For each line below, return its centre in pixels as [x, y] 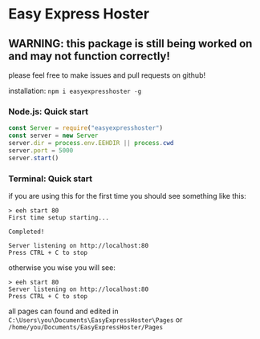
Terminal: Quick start [51, 179]
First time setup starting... [59, 217]
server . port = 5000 [41, 150]
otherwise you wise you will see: [62, 267]
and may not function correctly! [89, 56]
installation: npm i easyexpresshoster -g [75, 91]
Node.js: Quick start [48, 111]
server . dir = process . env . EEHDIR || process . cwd [91, 143]
